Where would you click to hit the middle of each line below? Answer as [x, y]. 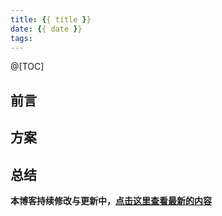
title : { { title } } [51, 19]
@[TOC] [27, 67]
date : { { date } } [46, 29]
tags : [21, 38]
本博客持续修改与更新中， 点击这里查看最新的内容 [111, 200]
